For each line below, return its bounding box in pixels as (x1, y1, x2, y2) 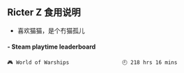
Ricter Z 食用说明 (7, 6, 82, 19)
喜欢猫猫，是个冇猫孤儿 (17, 26, 85, 35)
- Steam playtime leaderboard (7, 42, 96, 51)
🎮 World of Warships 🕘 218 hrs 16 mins (7, 59, 178, 66)
